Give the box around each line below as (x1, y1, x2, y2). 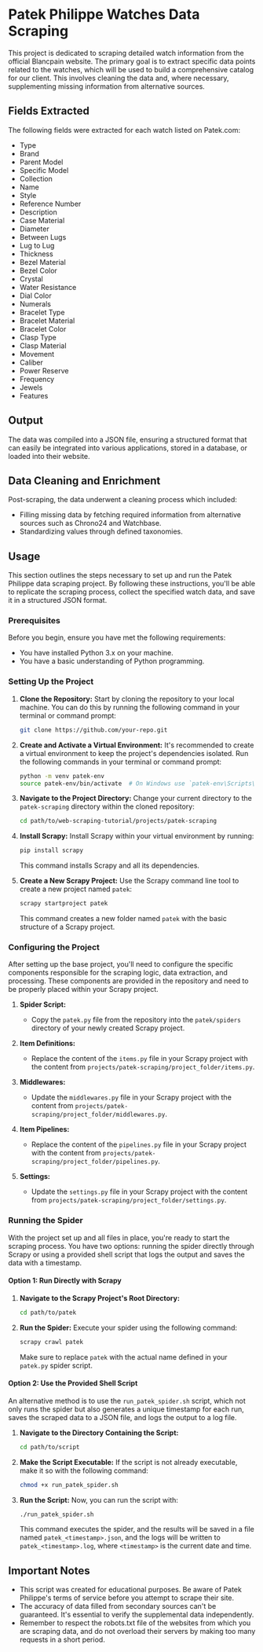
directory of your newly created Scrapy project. (31, 1023, 185, 1033)
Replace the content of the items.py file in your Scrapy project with (31, 1054, 249, 1063)
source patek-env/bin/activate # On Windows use (19, 780, 186, 787)
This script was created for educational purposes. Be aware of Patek (19, 1585, 242, 1595)
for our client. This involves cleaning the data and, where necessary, (8, 73, 229, 83)
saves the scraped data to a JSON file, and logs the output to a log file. (8, 1412, 237, 1422)
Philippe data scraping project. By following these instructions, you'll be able (8, 579, 256, 589)
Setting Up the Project (8, 676, 94, 687)
